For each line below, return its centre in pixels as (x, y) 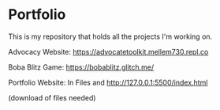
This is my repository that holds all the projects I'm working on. (110, 36)
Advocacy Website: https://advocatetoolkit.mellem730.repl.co (108, 51)
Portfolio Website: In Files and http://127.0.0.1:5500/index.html (108, 82)
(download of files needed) (52, 97)
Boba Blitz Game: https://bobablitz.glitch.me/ (81, 67)
